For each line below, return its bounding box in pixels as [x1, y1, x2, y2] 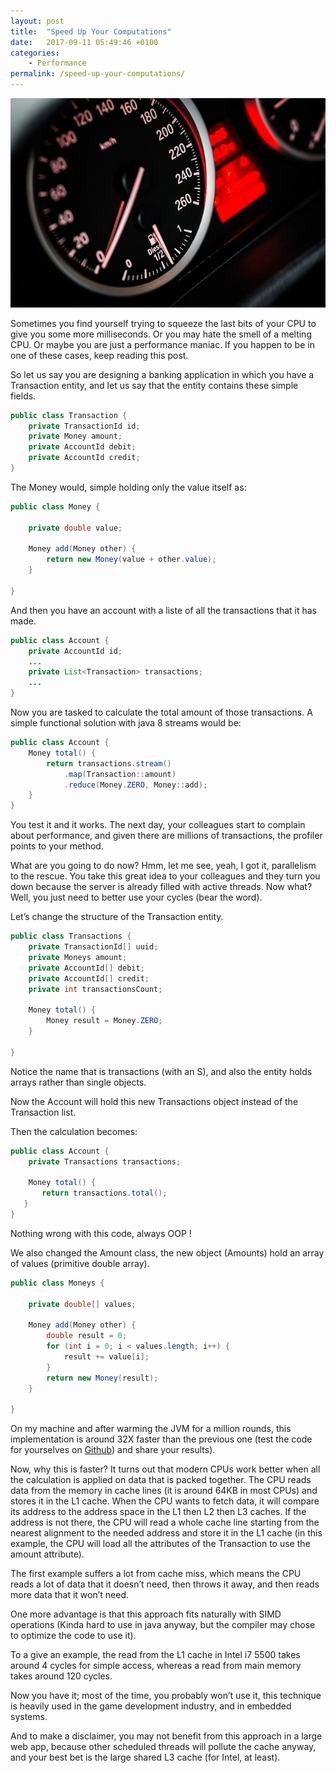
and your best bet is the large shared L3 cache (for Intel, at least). [10, 1751, 281, 1764]
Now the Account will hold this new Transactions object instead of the [10, 1095, 299, 1107]
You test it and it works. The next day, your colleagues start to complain [10, 819, 306, 831]
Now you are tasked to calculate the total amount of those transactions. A [10, 706, 313, 719]
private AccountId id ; [28, 646, 123, 656]
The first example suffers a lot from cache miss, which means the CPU [10, 1568, 302, 1580]
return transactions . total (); [41, 1188, 168, 1199]
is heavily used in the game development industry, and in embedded [10, 1700, 292, 1712]
